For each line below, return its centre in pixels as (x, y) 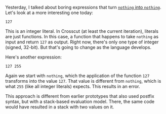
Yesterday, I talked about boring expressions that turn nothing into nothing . (83, 7)
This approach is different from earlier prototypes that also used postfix (80, 96)
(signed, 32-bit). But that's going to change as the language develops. (78, 47)
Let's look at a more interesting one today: (49, 13)
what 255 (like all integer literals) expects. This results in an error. (73, 86)
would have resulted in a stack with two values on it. (60, 107)
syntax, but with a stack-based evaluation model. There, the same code (80, 101)
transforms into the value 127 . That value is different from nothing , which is (83, 81)
